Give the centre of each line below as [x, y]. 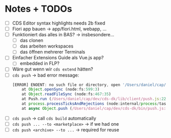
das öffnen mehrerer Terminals [52, 52]
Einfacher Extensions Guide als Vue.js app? [58, 58]
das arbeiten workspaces [47, 46]
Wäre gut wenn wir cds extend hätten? [52, 69]
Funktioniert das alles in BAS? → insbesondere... [63, 35]
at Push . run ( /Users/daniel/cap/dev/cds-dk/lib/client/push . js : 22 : [95, 99]
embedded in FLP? [40, 63]
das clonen [31, 40]
